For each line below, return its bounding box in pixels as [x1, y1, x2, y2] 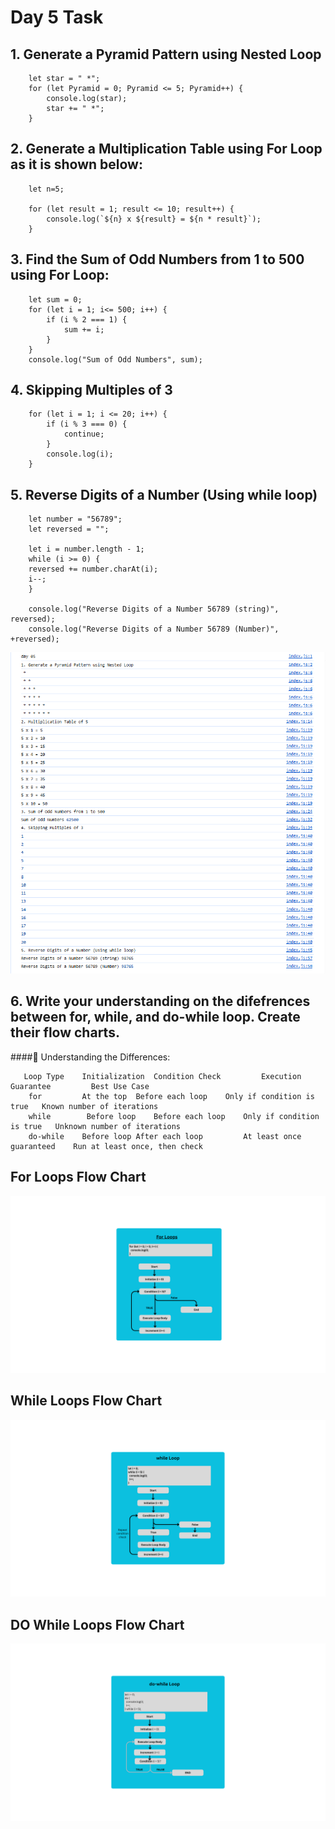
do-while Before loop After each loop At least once [28, 1131, 302, 1141]
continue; [63, 429, 105, 440]
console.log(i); [46, 449, 114, 460]
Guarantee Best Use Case [10, 1081, 150, 1091]
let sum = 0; [28, 294, 83, 305]
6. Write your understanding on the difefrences [10, 993, 311, 1010]
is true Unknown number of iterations [10, 1121, 182, 1131]
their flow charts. [10, 1024, 120, 1041]
